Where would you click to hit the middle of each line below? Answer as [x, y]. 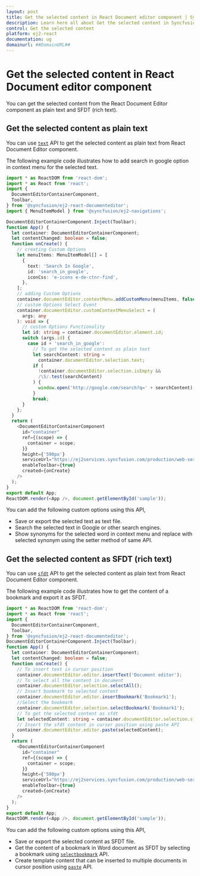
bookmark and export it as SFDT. [47, 597]
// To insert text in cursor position [65, 669]
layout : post [22, 12]
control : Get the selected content [50, 28]
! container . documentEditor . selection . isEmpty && [99, 371]
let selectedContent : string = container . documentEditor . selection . [104, 719]
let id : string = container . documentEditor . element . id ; [93, 333]
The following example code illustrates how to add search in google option [98, 161]
